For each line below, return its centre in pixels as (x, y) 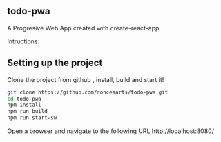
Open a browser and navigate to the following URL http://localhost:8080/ (110, 131)
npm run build (28, 112)
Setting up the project (55, 63)
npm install (24, 105)
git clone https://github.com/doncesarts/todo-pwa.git (88, 92)
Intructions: (23, 41)
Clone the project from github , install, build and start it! (86, 79)
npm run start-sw (32, 118)
